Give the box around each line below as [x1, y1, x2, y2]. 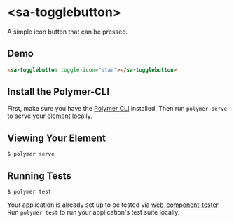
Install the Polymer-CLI [7, 86, 110, 98]
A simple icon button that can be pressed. [7, 27, 128, 36]
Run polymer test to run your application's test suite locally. [7, 208, 180, 217]
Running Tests [7, 170, 71, 182]
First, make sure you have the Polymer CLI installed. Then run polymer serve [7, 104, 228, 113]
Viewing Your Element [7, 132, 106, 144]
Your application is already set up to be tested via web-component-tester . [7, 201, 221, 209]
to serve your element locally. [7, 111, 92, 120]
